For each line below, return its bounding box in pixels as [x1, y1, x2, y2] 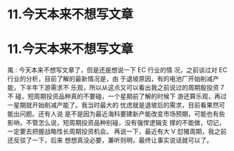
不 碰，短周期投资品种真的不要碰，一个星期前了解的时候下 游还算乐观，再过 [7, 92, 227, 100]
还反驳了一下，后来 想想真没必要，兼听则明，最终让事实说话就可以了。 [7, 136, 213, 145]
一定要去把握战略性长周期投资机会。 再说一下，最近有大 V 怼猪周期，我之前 [7, 127, 227, 136]
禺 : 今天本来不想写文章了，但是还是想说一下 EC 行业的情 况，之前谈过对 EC [7, 66, 228, 74]
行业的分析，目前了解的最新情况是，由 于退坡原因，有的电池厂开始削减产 [7, 74, 219, 83]
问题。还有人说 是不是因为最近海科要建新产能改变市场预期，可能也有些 [19, 110, 226, 118]
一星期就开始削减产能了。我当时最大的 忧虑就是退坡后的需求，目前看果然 [7, 101, 219, 110]
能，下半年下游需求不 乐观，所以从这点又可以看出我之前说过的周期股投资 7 [7, 84, 224, 92]
